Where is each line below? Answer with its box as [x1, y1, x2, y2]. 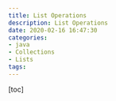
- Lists [8, 56, 34, 64]
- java [8, 41, 30, 49]
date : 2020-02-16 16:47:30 [8, 26, 98, 34]
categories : [8, 33, 48, 42]
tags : [8, 63, 26, 71]
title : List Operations [8, 11, 87, 20]
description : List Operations [8, 19, 109, 27]
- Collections [8, 48, 56, 56]
